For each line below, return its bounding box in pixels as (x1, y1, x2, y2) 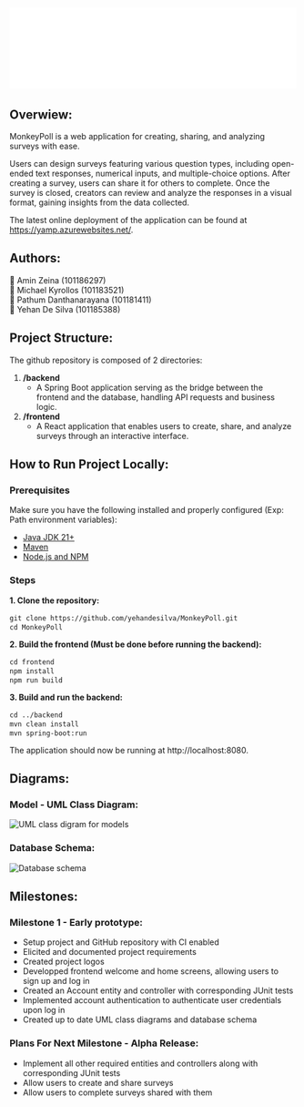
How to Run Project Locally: (9, 456, 169, 472)
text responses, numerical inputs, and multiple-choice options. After (35, 168, 291, 179)
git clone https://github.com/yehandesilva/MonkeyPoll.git (9, 613, 238, 622)
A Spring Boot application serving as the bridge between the (35, 382, 264, 393)
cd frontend (9, 657, 55, 667)
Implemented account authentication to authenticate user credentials (22, 995, 282, 1006)
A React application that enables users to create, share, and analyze (35, 420, 292, 431)
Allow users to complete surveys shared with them (22, 1087, 213, 1098)
